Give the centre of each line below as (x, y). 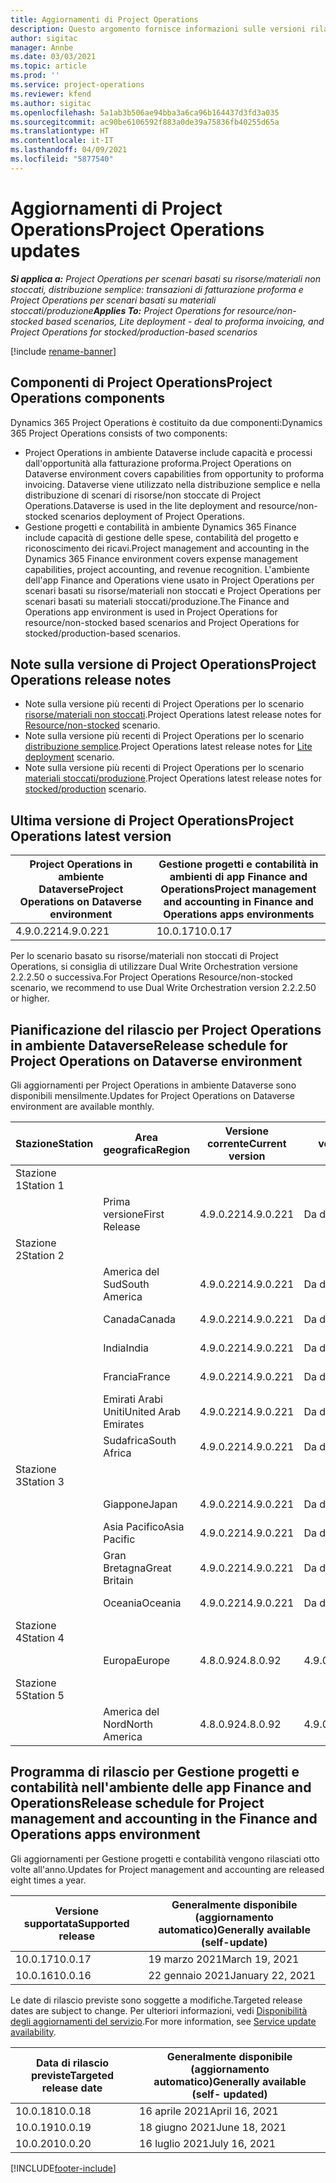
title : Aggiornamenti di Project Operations (104, 19)
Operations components (87, 398)
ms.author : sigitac (51, 103)
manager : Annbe (42, 47)
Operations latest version (91, 836)
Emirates (124, 1424)
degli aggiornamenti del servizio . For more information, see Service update (163, 2021)
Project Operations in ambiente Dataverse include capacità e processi (168, 452)
